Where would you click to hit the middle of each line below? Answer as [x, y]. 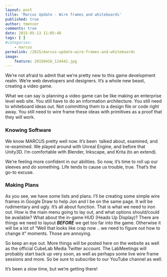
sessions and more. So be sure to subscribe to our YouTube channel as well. [84, 259]
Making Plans [22, 185]
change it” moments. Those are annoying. [48, 233]
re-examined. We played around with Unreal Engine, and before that [75, 147]
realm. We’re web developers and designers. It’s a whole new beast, [75, 81]
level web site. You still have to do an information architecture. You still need [83, 101]
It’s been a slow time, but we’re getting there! [51, 268]
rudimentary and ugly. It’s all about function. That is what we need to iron [80, 207]
